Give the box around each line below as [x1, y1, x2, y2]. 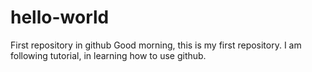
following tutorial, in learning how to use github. [10, 49, 207, 61]
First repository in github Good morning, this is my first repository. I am [10, 39, 302, 51]
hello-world [10, 6, 110, 29]
